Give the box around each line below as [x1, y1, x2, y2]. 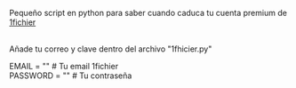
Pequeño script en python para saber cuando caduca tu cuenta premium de [9, 8, 287, 18]
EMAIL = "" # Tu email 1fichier [9, 61, 118, 71]
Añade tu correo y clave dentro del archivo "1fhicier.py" [9, 44, 212, 54]
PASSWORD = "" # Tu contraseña [9, 70, 132, 81]
